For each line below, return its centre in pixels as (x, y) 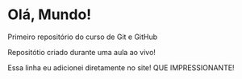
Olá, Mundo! (50, 15)
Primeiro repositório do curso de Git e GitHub (83, 37)
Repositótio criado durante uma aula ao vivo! (82, 52)
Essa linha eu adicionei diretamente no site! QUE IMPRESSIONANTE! (121, 67)
